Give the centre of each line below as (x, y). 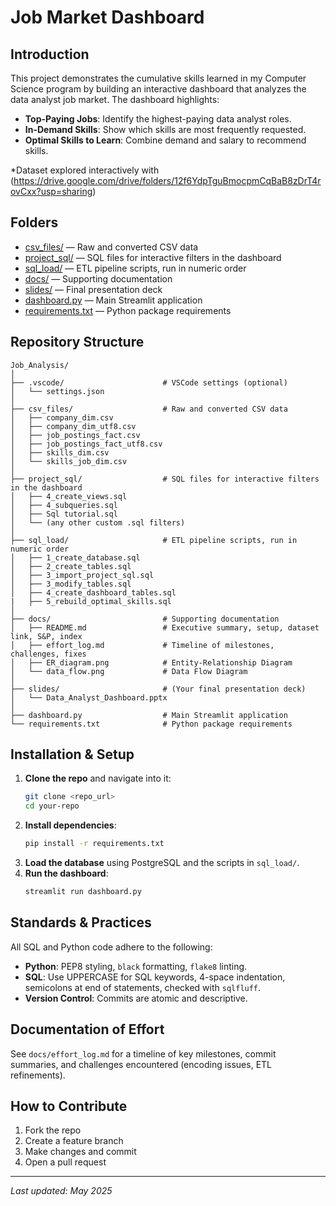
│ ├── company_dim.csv (62, 417)
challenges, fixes (48, 654)
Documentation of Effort (87, 1029)
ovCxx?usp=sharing (51, 191)
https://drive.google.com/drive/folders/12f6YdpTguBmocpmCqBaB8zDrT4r (167, 180)
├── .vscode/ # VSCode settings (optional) (149, 382)
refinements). (38, 1075)
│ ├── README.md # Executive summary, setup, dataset (165, 627)
